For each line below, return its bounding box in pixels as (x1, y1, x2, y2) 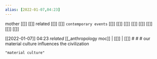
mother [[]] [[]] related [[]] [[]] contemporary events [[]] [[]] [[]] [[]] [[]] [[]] (5, 21, 153, 27)
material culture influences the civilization (5, 40, 89, 47)
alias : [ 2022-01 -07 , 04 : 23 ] (5, 7, 60, 12)
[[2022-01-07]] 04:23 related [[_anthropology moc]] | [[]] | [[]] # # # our (5, 35, 151, 41)
